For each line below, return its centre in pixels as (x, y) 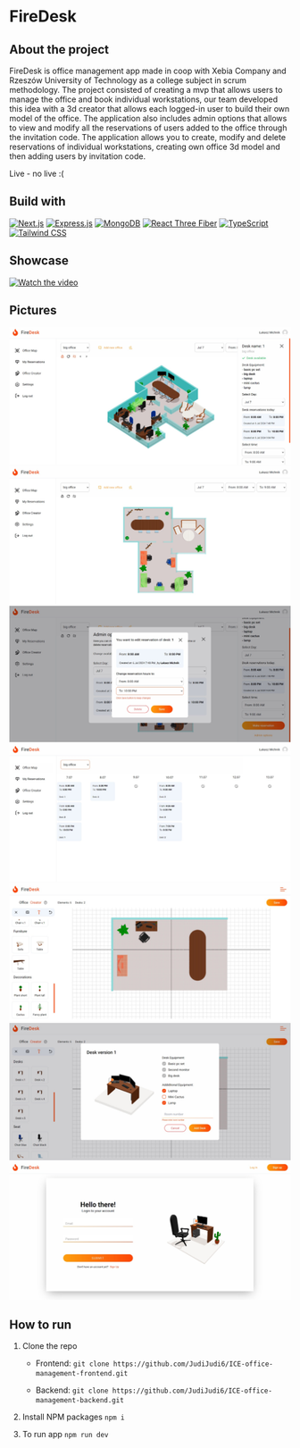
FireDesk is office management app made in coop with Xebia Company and (148, 71)
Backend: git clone (72, 1390)
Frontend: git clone (72, 1363)
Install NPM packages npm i (73, 1417)
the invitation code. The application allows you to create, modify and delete (148, 137)
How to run (41, 1324)
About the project (59, 50)
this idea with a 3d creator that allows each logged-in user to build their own (150, 109)
